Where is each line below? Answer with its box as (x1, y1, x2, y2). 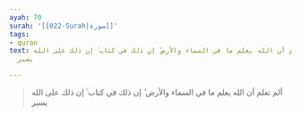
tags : (9, 29, 30, 38)
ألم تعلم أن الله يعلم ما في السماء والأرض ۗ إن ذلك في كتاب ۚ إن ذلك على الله (30, 87, 283, 97)
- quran (9, 37, 39, 47)
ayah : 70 (9, 12, 42, 22)
